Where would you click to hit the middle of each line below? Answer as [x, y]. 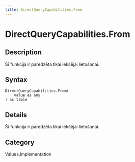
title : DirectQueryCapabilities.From [44, 10]
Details [16, 115]
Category [20, 142]
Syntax [16, 80]
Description [23, 52]
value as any [27, 95]
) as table [16, 100]
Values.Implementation [28, 154]
